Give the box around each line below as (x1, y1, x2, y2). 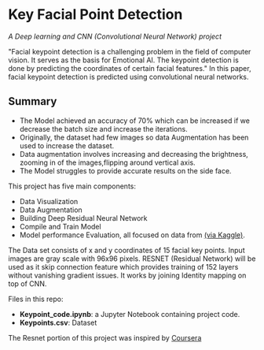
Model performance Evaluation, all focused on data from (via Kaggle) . (19, 230, 246, 240)
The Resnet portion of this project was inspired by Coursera (8, 333, 202, 342)
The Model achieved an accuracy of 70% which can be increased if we (19, 116, 250, 125)
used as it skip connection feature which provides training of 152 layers (8, 262, 239, 271)
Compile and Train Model (19, 222, 101, 231)
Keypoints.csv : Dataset (19, 318, 97, 327)
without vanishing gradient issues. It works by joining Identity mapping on (8, 270, 247, 280)
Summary (8, 95, 57, 108)
